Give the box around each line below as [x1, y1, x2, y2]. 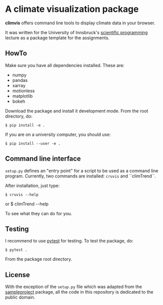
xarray [12, 82, 26, 88]
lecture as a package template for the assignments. [5, 35, 110, 41]
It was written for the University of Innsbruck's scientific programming [5, 29, 148, 35]
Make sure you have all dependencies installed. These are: [5, 62, 124, 68]
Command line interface [5, 155, 81, 163]
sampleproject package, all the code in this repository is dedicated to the [5, 289, 154, 295]
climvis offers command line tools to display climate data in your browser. [5, 20, 156, 26]
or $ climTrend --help [5, 201, 49, 207]
